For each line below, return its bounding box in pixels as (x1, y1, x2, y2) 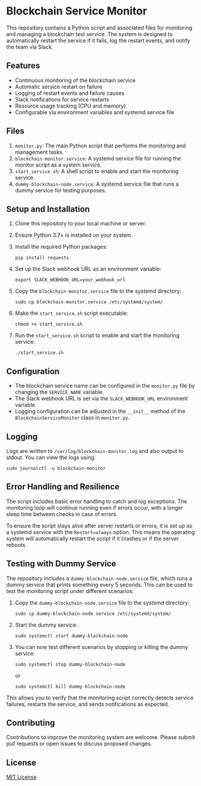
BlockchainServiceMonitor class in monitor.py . (14, 414, 130, 421)
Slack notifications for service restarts (14, 96, 110, 103)
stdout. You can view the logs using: (6, 454, 96, 461)
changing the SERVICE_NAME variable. (14, 389, 104, 396)
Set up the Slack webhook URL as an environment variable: (14, 266, 162, 273)
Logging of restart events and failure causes (14, 89, 125, 97)
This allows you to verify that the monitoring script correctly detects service (6, 694, 194, 701)
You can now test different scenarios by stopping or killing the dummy (14, 643, 188, 650)
